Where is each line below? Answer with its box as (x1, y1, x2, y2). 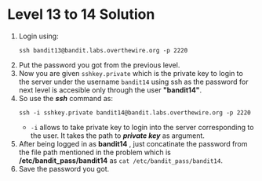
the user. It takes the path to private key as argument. (30, 131, 206, 140)
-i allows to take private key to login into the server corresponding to (30, 122, 254, 132)
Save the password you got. (18, 164, 110, 173)
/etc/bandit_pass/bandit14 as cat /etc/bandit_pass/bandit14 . (18, 155, 223, 165)
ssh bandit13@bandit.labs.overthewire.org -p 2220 (18, 46, 188, 54)
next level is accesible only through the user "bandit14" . (18, 85, 202, 95)
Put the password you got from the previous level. (18, 60, 180, 70)
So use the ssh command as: (18, 93, 114, 103)
